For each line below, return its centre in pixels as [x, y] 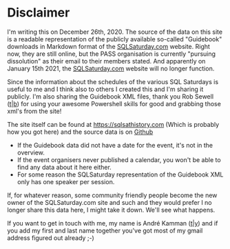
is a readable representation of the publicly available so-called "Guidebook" [115, 39]
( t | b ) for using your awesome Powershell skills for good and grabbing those [114, 103]
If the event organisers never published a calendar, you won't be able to [119, 159]
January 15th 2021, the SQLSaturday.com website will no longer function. [111, 68]
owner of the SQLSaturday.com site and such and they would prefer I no [109, 202]
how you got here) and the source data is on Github [80, 132]
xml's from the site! [34, 111]
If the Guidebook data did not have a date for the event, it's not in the [115, 145]
